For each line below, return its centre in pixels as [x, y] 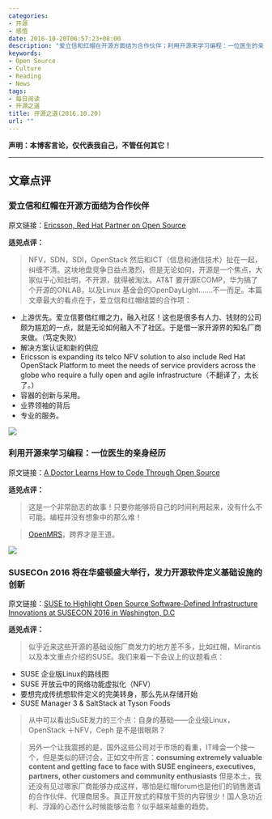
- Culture [25, 69]
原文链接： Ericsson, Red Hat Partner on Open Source [97, 225]
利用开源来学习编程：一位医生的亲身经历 [87, 453]
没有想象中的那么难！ [106, 517]
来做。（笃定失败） [50, 337]
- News [19, 83]
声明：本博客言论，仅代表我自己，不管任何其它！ [90, 145]
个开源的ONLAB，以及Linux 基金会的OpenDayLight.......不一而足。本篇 [145, 290]
